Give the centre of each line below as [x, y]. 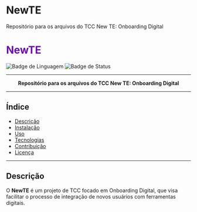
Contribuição [30, 146]
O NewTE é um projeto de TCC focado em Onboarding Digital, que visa [92, 190]
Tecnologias [29, 140]
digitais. [16, 203]
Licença [24, 152]
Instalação [27, 127]
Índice [18, 107]
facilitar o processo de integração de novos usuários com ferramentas [91, 196]
